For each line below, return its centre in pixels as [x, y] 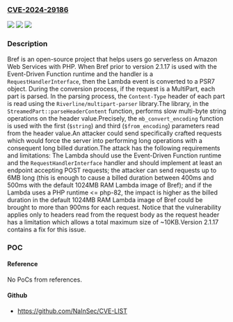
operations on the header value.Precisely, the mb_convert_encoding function [115, 118]
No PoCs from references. [45, 279]
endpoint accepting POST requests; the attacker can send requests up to [112, 170]
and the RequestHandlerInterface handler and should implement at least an [115, 162]
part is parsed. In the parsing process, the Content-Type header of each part [116, 96]
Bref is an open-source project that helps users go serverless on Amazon [112, 59]
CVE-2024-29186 [38, 10]
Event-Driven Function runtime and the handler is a [80, 74]
